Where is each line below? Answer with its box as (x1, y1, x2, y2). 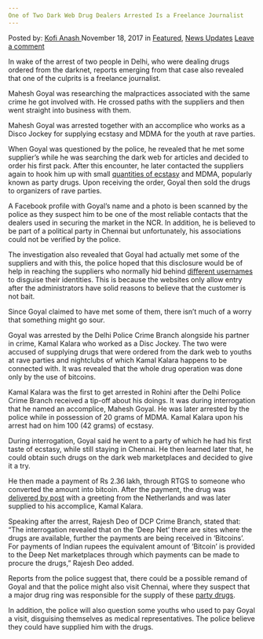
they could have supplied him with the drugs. (8, 622, 154, 631)
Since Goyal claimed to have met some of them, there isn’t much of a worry (8, 307, 252, 316)
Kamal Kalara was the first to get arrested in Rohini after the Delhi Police (8, 387, 241, 397)
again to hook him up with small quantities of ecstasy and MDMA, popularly (8, 169, 253, 178)
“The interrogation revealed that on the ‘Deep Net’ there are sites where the (8, 524, 253, 534)
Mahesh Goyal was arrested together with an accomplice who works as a (8, 120, 246, 130)
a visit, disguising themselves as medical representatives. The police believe (8, 614, 255, 623)
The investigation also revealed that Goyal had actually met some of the (8, 249, 240, 259)
